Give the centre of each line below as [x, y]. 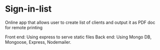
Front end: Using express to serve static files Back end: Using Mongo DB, [78, 37]
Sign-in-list [28, 9]
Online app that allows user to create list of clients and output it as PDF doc [80, 22]
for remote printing [24, 27]
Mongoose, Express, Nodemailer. [38, 42]
